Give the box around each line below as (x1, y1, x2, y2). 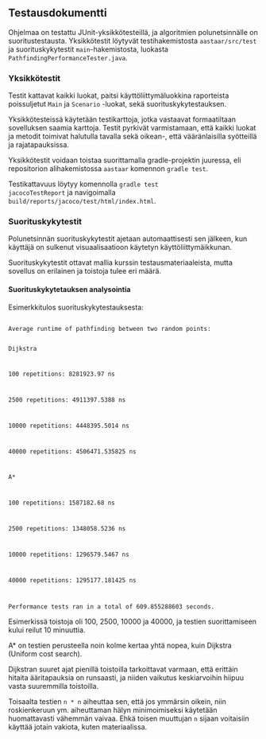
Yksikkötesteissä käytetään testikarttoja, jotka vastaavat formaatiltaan (8, 115, 237, 124)
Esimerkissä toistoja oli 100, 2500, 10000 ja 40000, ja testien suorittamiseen (8, 616, 256, 627)
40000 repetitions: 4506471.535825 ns (8, 447, 137, 456)
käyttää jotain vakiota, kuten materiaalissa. (8, 722, 148, 732)
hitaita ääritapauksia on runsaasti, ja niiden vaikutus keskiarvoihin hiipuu (8, 673, 245, 683)
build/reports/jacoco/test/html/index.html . (8, 196, 156, 206)
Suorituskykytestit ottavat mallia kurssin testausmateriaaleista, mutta (8, 258, 233, 267)
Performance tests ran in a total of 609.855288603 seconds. (8, 603, 215, 611)
